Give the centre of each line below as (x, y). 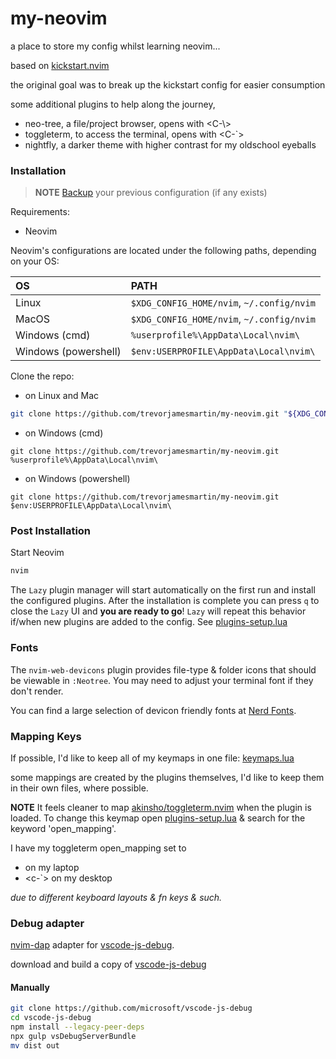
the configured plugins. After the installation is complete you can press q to (165, 601)
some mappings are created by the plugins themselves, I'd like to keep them (167, 777)
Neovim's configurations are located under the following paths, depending (163, 251)
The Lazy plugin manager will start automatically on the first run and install (163, 590)
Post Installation (51, 531)
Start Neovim (37, 553)
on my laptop (52, 867)
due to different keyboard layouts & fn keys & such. (116, 897)
